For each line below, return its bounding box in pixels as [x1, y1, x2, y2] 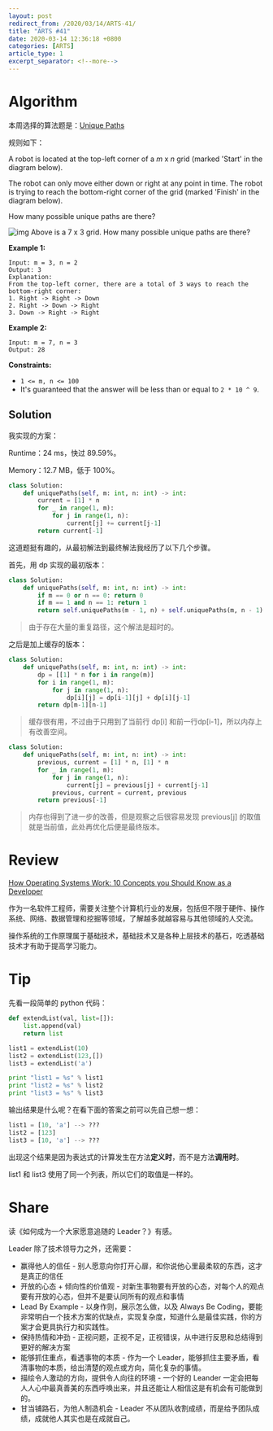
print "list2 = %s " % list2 [8, 1082, 104, 1090]
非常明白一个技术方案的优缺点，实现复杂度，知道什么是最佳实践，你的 [19, 1311, 256, 1321]
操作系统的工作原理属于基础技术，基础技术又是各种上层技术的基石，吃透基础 [8, 931, 265, 941]
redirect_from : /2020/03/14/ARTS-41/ [8, 20, 136, 28]
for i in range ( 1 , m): [37, 678, 115, 686]
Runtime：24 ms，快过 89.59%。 [8, 448, 121, 457]
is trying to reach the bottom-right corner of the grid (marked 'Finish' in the [8, 186, 260, 196]
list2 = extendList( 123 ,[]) [8, 1052, 104, 1060]
